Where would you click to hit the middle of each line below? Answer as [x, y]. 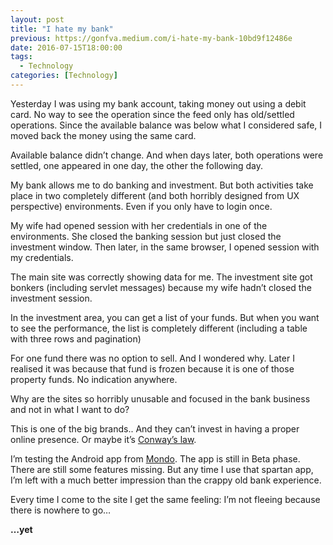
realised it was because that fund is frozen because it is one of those [152, 368]
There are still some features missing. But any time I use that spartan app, [162, 469]
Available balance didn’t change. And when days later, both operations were [167, 155]
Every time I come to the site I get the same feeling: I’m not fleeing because [165, 499]
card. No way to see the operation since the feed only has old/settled [152, 114]
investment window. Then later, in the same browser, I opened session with [165, 247]
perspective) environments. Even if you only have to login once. [141, 206]
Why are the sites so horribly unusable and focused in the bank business [160, 398]
